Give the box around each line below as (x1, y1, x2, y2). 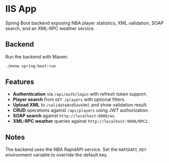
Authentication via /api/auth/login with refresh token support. (12, 91, 147, 97)
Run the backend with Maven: (5, 53, 68, 60)
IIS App (5, 3, 37, 15)
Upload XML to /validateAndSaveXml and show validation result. (12, 102, 148, 108)
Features (5, 77, 34, 87)
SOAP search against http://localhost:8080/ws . (12, 113, 116, 119)
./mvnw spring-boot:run (5, 63, 56, 69)
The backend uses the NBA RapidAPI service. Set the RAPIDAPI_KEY (5, 146, 147, 153)
